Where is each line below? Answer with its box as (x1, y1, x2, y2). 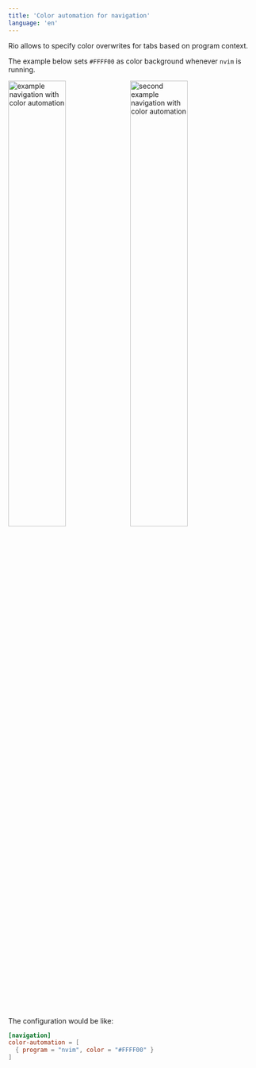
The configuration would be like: (8, 1016, 114, 1025)
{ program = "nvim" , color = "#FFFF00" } (15, 1046, 155, 1055)
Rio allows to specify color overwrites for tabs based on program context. (8, 40, 248, 50)
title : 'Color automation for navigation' (8, 11, 151, 20)
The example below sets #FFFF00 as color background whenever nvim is (8, 56, 242, 66)
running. (8, 64, 36, 74)
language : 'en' (8, 19, 59, 27)
